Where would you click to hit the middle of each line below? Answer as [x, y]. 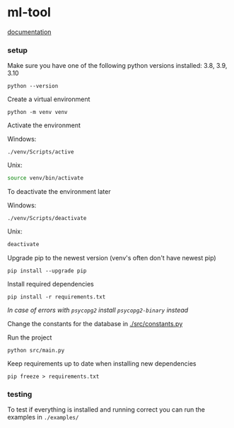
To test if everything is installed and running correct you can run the [106, 410]
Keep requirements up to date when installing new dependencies [102, 363]
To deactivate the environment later [59, 192]
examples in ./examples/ [43, 417]
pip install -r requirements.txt [57, 297]
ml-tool [29, 12]
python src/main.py [36, 350]
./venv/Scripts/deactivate [47, 219]
